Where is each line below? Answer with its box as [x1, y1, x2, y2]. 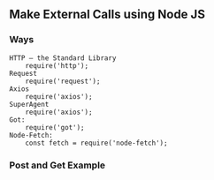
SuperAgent [9, 100, 50, 109]
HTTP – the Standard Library [9, 53, 117, 63]
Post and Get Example [9, 159, 106, 171]
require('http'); [25, 61, 89, 70]
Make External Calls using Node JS [9, 7, 206, 22]
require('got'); [25, 123, 86, 131]
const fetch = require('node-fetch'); [25, 139, 168, 147]
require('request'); [25, 77, 101, 86]
